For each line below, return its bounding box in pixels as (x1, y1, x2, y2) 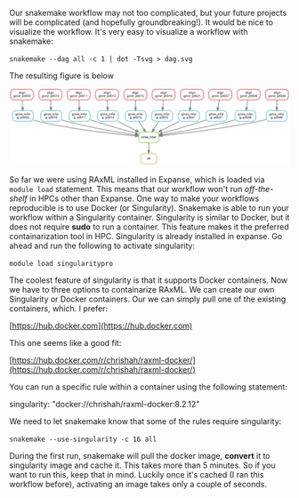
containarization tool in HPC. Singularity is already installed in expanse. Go (9, 231, 283, 242)
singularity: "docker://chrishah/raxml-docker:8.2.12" (9, 399, 200, 410)
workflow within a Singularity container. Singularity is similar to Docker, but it (9, 213, 290, 223)
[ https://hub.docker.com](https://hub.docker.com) (9, 320, 193, 332)
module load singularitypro (9, 260, 114, 269)
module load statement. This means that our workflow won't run (9, 184, 243, 195)
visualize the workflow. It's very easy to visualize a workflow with (9, 27, 248, 36)
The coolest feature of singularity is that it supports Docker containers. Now (9, 275, 288, 285)
